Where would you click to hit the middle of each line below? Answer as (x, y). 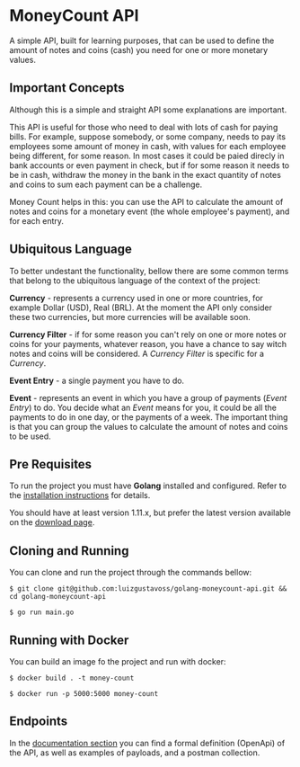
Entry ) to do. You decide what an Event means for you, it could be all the (143, 407)
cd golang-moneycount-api (57, 597)
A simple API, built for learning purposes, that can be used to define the (142, 40)
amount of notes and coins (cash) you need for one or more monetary (139, 49)
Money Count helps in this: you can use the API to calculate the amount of (146, 201)
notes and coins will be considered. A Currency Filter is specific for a (137, 353)
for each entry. (37, 220)
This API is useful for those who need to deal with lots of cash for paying (144, 127)
